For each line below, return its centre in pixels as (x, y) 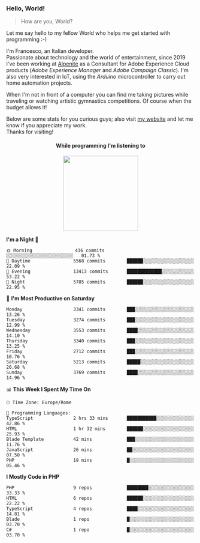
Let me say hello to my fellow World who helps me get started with (88, 33)
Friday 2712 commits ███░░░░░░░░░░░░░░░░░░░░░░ (100, 351)
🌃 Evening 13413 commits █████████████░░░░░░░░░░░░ (100, 271)
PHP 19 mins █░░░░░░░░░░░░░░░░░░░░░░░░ (100, 460)
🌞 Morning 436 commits (55, 250)
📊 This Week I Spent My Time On (49, 389)
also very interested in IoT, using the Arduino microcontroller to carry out (96, 77)
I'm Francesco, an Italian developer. (50, 51)
